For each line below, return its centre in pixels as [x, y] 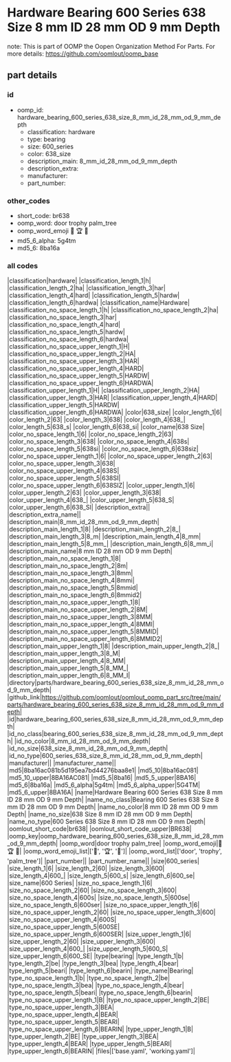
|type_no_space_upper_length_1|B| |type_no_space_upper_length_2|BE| [108, 1000]
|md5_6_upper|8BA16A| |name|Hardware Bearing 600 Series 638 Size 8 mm [115, 792]
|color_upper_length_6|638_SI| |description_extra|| [79, 508]
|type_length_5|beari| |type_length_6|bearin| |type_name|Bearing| [100, 971]
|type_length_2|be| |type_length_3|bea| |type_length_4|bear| [93, 964]
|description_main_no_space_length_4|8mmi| [71, 581]
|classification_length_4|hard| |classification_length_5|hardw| [93, 295]
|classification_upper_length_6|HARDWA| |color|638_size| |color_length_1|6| [114, 412]
